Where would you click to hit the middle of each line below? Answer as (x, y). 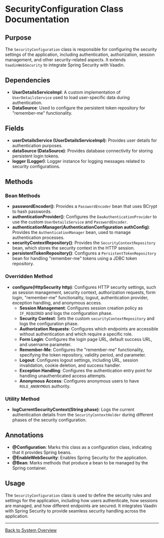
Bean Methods (23, 196)
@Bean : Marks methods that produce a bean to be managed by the (80, 462)
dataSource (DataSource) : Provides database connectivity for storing (82, 151)
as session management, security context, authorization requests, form (84, 292)
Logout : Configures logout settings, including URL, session (79, 360)
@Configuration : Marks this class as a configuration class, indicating (82, 447)
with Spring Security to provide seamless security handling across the (76, 511)
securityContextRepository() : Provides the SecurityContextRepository (84, 243)
